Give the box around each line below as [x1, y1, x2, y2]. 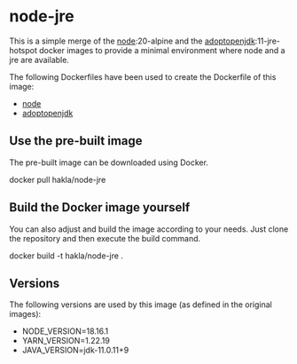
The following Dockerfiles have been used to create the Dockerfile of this [9, 71, 277, 82]
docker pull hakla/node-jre [9, 174, 106, 185]
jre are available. [9, 54, 69, 65]
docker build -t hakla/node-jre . [9, 250, 124, 261]
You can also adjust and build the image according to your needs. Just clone [9, 224, 289, 234]
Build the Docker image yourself [9, 200, 191, 215]
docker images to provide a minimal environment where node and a [38, 44, 285, 55]
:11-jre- [254, 36, 281, 46]
